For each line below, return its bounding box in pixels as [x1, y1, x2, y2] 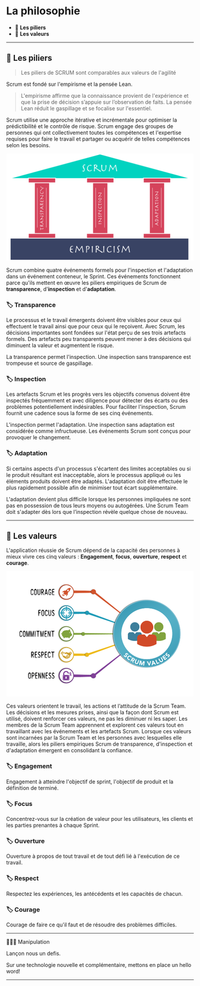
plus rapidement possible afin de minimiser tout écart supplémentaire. [6, 484, 178, 491]
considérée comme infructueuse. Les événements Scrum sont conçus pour [6, 427, 191, 435]
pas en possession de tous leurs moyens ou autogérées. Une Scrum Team [6, 502, 189, 509]
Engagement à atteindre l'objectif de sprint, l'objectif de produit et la [6, 778, 174, 785]
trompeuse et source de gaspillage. [6, 359, 93, 367]
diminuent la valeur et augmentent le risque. [6, 342, 114, 349]
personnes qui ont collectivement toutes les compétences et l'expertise [6, 129, 182, 136]
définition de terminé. [6, 784, 59, 791]
